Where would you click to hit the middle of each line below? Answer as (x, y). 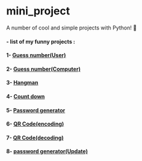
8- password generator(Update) (47, 151)
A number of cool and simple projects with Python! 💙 (72, 28)
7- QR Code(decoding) (35, 138)
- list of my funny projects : (41, 41)
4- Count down (26, 96)
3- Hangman (22, 83)
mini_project (38, 11)
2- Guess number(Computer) (44, 69)
